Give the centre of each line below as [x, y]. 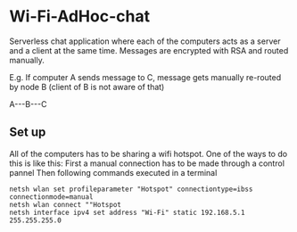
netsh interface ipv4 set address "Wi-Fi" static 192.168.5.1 [127, 212]
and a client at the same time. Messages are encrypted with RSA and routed [149, 50]
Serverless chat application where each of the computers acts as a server [145, 41]
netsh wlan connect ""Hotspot [66, 204]
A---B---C [28, 104]
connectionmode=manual [51, 197]
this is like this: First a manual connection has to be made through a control [147, 163]
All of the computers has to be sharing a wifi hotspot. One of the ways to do [148, 153]
